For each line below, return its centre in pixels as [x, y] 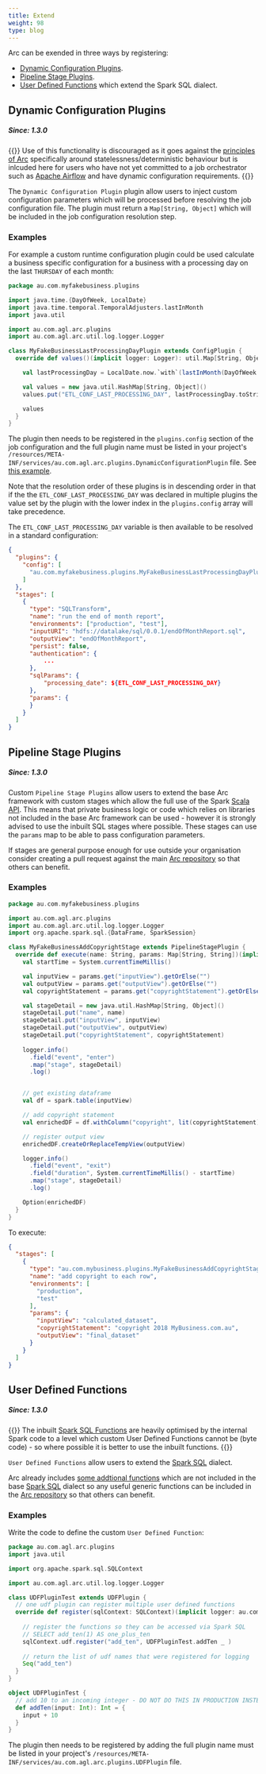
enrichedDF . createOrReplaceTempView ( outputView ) [104, 1144]
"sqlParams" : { [54, 676]
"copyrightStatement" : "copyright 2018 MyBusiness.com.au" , [138, 1328]
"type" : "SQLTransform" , [70, 609]
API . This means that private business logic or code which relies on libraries [132, 809]
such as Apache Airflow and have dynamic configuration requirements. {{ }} [131, 176]
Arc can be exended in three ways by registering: [88, 53]
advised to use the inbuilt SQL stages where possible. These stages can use [133, 826]
